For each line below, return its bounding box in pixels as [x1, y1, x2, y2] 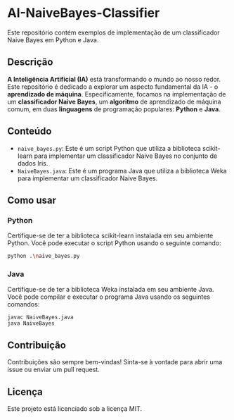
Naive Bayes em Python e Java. [7, 35, 99, 44]
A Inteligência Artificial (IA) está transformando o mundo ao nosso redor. [7, 75, 221, 83]
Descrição [7, 56, 53, 68]
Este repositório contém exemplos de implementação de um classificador [7, 28, 220, 37]
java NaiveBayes [7, 320, 55, 327]
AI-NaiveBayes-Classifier [7, 5, 160, 21]
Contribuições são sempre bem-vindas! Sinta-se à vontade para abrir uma [7, 358, 223, 366]
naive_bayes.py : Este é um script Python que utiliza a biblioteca [17, 144, 202, 152]
